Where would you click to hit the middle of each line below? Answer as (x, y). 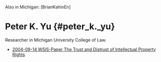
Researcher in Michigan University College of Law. (56, 40)
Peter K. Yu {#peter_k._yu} (60, 27)
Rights (19, 54)
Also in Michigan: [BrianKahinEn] (38, 7)
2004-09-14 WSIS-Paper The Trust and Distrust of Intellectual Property (84, 49)
